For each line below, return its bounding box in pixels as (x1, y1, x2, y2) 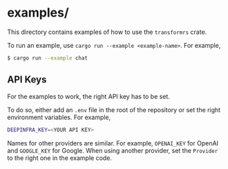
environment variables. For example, (7, 113, 111, 121)
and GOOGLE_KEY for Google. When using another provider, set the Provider (7, 146, 218, 154)
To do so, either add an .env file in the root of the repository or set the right (7, 105, 221, 114)
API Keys (7, 74, 47, 86)
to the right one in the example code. (7, 154, 113, 162)
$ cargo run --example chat (7, 54, 88, 62)
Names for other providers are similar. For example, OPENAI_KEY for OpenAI (7, 139, 219, 147)
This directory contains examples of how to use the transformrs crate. (7, 28, 207, 36)
